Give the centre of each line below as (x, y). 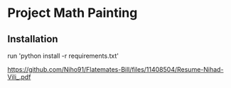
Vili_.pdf (19, 77)
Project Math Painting (72, 13)
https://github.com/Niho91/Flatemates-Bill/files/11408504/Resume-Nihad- (116, 69)
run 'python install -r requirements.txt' (63, 56)
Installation (33, 39)
